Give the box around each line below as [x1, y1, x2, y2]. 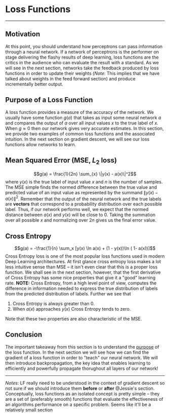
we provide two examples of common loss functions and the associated [5, 131, 155, 137]
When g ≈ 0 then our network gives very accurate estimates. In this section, [5, 125, 164, 131]
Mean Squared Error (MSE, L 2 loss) [5, 156, 117, 166]
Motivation [5, 30, 40, 38]
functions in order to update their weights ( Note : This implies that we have [5, 70, 160, 76]
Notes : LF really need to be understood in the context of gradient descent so [5, 380, 165, 386]
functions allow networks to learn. [5, 141, 76, 147]
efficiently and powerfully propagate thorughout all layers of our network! [5, 365, 158, 371]
